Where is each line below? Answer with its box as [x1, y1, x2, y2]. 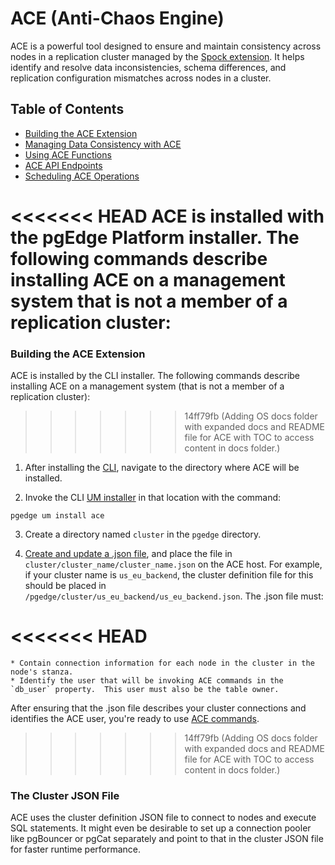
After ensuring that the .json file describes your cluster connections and [10, 702, 307, 714]
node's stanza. [10, 667, 74, 677]
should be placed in [24, 580, 107, 592]
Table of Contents [10, 101, 125, 118]
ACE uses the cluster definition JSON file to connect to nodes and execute [10, 812, 317, 824]
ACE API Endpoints [24, 159, 103, 171]
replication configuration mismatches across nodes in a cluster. [10, 72, 272, 84]
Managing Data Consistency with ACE [24, 138, 182, 150]
